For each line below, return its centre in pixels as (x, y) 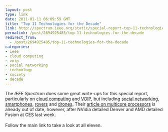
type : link (16, 14)
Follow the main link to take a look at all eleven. (53, 125)
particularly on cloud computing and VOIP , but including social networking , (82, 99)
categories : (17, 47)
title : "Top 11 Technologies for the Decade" (53, 24)
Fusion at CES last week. (30, 115)
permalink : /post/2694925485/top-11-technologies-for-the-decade (74, 33)
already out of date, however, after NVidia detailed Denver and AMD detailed (84, 109)
